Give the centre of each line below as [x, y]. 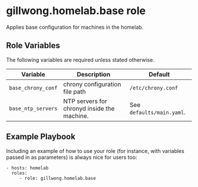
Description [93, 74]
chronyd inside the [89, 108]
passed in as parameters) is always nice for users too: [72, 157]
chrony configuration [92, 84]
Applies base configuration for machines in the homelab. [75, 27]
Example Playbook [41, 137]
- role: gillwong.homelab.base [57, 178]
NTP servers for [85, 101]
